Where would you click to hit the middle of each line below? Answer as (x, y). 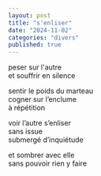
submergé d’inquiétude (46, 140)
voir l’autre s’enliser (39, 123)
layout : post (30, 15)
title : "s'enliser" (40, 23)
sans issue (26, 132)
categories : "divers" (44, 37)
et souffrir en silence (42, 76)
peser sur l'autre (35, 67)
